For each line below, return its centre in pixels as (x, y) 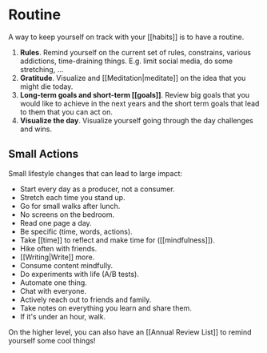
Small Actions (44, 154)
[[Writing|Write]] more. (57, 257)
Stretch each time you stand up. (72, 197)
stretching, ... (42, 69)
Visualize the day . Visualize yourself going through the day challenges (136, 120)
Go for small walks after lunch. (70, 206)
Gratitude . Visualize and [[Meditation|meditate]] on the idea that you (133, 78)
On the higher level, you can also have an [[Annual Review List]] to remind (130, 332)
